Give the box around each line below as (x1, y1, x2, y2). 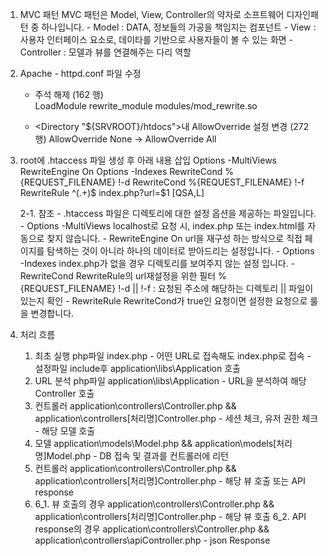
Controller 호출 (34, 388, 95, 399)
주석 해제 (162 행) (34, 89, 104, 100)
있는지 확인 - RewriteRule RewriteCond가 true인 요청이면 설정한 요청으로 (19, 295, 308, 307)
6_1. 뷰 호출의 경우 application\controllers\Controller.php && (34, 498, 275, 510)
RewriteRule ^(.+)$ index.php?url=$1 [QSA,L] (19, 187, 205, 198)
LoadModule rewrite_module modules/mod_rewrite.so (34, 100, 258, 112)
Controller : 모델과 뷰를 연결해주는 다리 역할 (19, 46, 192, 58)
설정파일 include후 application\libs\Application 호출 (34, 363, 241, 374)
